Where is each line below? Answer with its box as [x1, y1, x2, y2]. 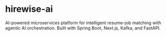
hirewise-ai [5, 3, 53, 15]
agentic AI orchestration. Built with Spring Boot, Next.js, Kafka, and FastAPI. [5, 25, 161, 31]
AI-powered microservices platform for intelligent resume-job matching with [5, 20, 162, 26]
